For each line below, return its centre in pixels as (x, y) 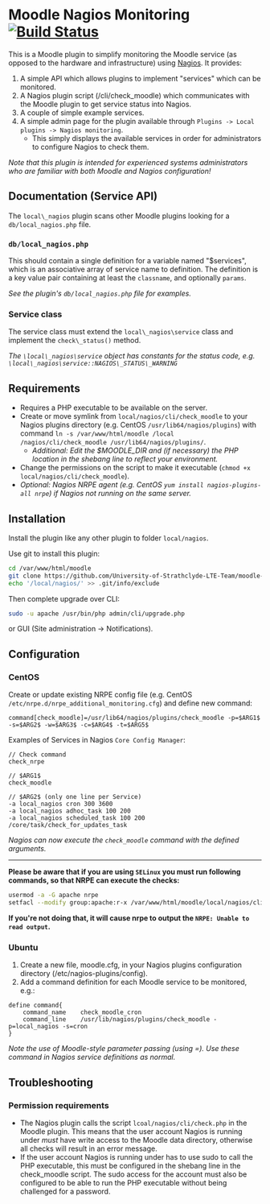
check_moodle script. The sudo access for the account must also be (133, 1174)
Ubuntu (23, 947)
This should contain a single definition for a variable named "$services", (127, 261)
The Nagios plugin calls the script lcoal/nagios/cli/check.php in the (133, 1123)
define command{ (35, 1005)
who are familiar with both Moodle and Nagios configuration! (110, 171)
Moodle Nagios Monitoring (99, 15)
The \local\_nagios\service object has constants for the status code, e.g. (132, 356)
